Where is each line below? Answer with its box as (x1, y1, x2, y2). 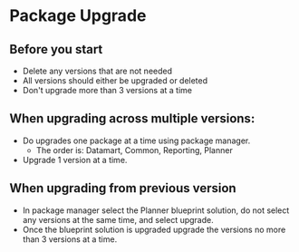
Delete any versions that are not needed (22, 65, 173, 76)
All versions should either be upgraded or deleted (22, 75, 208, 86)
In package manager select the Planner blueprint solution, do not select (22, 205, 290, 216)
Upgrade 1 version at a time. (22, 154, 128, 165)
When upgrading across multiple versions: (9, 111, 256, 127)
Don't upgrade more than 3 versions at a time (22, 85, 193, 95)
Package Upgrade (9, 5, 147, 26)
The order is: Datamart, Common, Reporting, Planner (35, 144, 233, 155)
